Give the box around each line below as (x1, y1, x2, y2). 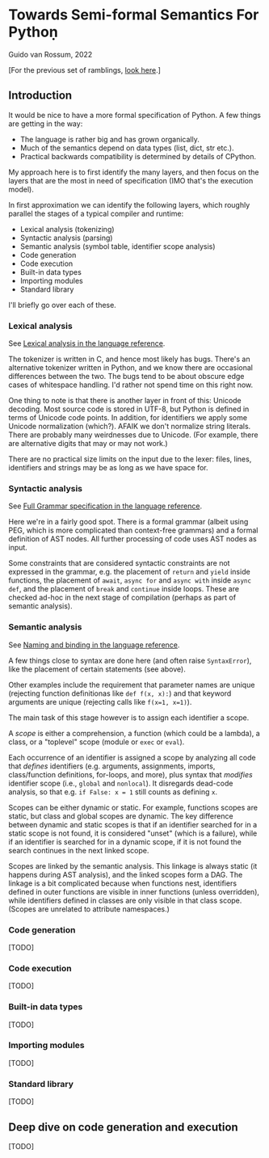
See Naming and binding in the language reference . (8, 640, 180, 650)
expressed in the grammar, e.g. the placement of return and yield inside (8, 567, 250, 577)
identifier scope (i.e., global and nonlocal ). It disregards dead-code (8, 778, 233, 788)
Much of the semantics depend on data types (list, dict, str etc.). (19, 143, 234, 153)
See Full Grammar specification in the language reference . (8, 501, 203, 511)
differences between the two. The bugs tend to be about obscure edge (8, 372, 245, 381)
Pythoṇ (8, 23, 58, 41)
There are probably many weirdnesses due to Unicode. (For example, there (8, 430, 258, 440)
